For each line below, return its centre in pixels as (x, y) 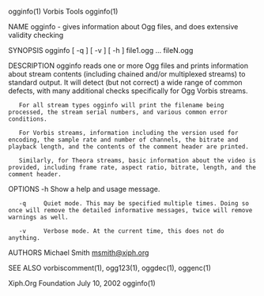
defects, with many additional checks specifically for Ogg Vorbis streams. (128, 91)
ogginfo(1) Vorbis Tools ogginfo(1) (63, 11)
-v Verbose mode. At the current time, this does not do (121, 231)
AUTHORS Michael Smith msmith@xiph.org (79, 253)
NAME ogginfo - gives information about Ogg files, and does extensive (123, 26)
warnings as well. (38, 217)
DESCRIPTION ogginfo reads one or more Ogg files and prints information (128, 66)
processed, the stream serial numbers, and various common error (118, 112)
